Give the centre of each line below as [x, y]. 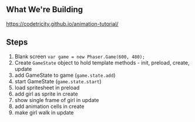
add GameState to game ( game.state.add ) [65, 75]
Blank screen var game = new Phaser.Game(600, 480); [80, 56]
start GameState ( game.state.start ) [58, 81]
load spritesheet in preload [47, 87]
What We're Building [45, 10]
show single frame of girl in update [57, 100]
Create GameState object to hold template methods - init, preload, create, [102, 62]
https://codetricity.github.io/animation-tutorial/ [62, 23]
